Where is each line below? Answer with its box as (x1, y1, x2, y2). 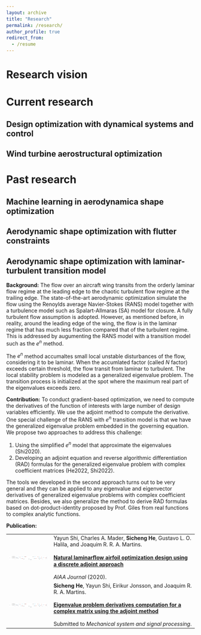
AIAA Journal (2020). (53, 573, 107, 581)
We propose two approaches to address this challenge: (6, 429, 142, 436)
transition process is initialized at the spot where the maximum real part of (6, 378, 189, 385)
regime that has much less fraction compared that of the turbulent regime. (6, 326, 189, 333)
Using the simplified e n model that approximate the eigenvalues (14, 440, 172, 449)
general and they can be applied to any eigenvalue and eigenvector (6, 484, 172, 492)
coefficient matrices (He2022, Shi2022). (14, 467, 115, 474)
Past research (6, 173, 77, 186)
